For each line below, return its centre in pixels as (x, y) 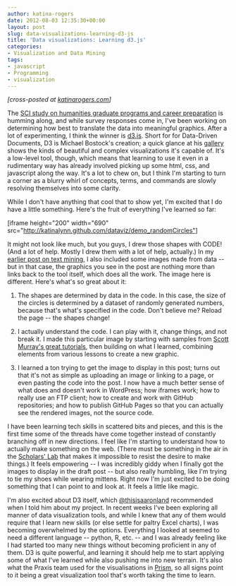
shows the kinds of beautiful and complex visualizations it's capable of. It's (116, 151)
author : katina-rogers (41, 14)
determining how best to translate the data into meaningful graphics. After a (117, 128)
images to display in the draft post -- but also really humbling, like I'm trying (117, 472)
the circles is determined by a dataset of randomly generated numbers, (121, 303)
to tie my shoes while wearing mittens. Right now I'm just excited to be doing (118, 479)
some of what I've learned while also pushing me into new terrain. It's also (115, 560)
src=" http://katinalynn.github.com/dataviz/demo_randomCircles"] (103, 231)
